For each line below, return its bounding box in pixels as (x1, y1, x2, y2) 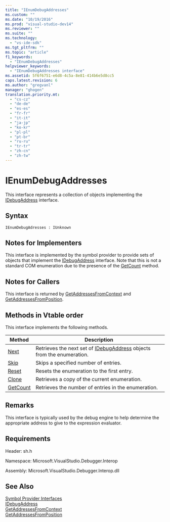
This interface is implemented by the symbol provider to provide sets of (5, 252, 154, 258)
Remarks (5, 401, 34, 410)
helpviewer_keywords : (5, 64, 51, 69)
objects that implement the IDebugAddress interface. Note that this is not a (5, 257, 161, 263)
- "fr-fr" (10, 111, 30, 116)
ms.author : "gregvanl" (5, 82, 53, 87)
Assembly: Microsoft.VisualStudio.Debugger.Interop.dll (5, 467, 120, 473)
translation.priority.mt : (5, 92, 60, 97)
